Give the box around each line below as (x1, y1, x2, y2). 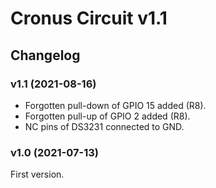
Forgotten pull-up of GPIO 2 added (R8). (24, 110, 191, 122)
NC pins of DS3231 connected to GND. (24, 120, 185, 132)
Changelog (10, 47, 81, 64)
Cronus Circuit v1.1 (10, 7, 168, 30)
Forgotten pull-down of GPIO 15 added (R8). (24, 99, 207, 111)
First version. (10, 168, 65, 181)
